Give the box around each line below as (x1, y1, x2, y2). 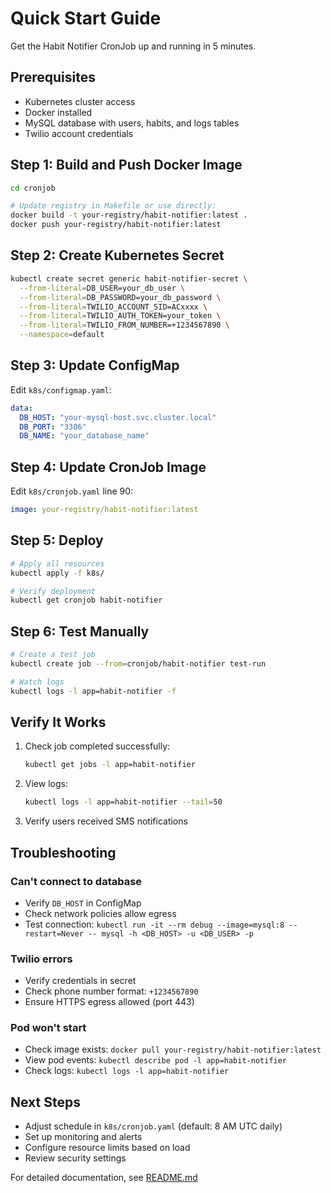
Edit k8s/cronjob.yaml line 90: (10, 485, 134, 497)
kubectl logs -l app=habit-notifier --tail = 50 (24, 797, 223, 807)
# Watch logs (10, 677, 65, 687)
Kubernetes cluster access (24, 95, 136, 107)
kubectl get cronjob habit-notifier (10, 595, 163, 606)
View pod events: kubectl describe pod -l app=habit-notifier (24, 1054, 288, 1066)
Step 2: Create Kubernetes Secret (10, 247, 225, 264)
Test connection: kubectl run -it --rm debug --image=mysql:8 (24, 918, 285, 930)
